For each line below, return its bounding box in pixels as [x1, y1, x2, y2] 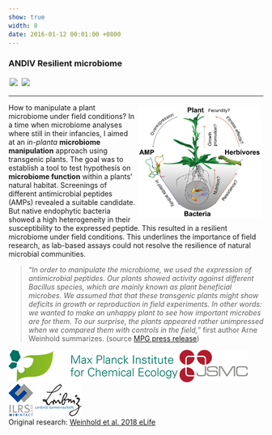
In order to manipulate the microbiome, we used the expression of [31, 264, 253, 275]
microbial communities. [8, 249, 87, 258]
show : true [8, 13, 45, 21]
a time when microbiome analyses [8, 120, 123, 130]
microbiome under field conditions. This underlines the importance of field [8, 232, 257, 241]
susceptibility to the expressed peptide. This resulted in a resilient [8, 223, 228, 232]
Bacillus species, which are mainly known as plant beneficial [28, 282, 232, 292]
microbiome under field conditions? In [8, 111, 135, 121]
